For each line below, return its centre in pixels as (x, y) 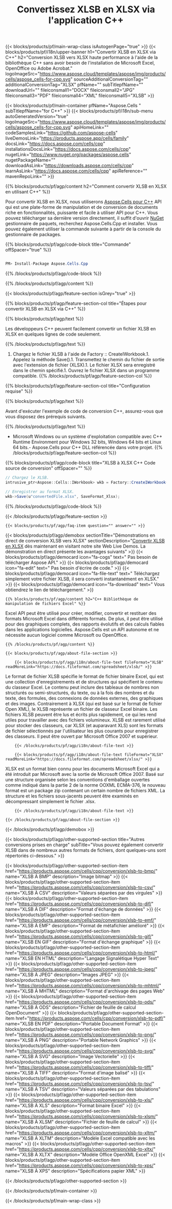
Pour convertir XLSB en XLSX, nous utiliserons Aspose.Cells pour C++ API (84, 202)
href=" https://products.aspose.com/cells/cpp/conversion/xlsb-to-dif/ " (79, 904)
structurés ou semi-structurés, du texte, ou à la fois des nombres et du (80, 693)
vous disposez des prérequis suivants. (46, 417)
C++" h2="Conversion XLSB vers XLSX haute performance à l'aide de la (82, 57)
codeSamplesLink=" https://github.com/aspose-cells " (61, 133)
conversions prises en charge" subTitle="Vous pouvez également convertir (84, 845)
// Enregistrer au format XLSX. (40, 492)
